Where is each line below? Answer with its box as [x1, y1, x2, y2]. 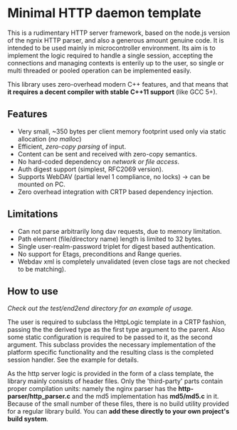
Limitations [7, 208, 58, 220]
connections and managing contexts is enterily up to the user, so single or [7, 58, 224, 67]
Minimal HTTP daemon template [7, 5, 201, 21]
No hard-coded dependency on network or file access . [17, 157, 180, 166]
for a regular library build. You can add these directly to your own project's [7, 407, 230, 416]
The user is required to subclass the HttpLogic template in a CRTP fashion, [7, 318, 226, 326]
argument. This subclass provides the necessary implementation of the [7, 340, 216, 349]
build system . [7, 414, 48, 424]
